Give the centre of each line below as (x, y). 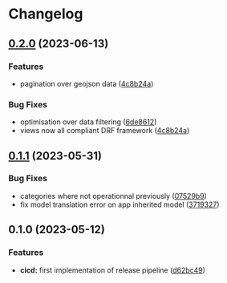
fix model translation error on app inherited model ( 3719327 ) (120, 204)
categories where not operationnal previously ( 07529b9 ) (113, 196)
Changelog (46, 14)
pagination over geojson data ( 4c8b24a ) (87, 83)
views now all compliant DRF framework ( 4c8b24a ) (105, 131)
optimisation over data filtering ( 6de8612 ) (88, 122)
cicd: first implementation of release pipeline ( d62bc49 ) (113, 270)
